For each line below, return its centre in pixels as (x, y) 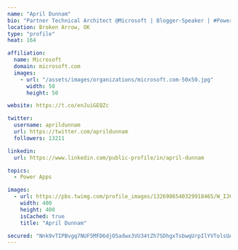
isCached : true (42, 216)
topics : (19, 170)
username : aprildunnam (47, 125)
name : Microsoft (38, 60)
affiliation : (27, 53)
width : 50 (40, 86)
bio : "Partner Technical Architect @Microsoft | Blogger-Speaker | (109, 21)
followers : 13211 (39, 138)
